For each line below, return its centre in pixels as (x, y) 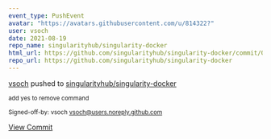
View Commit (31, 127)
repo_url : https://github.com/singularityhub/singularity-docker (120, 61)
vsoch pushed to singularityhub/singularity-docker (93, 83)
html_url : (25, 53)
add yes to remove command (49, 98)
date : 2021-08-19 (38, 38)
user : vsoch (28, 31)
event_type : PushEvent (46, 16)
